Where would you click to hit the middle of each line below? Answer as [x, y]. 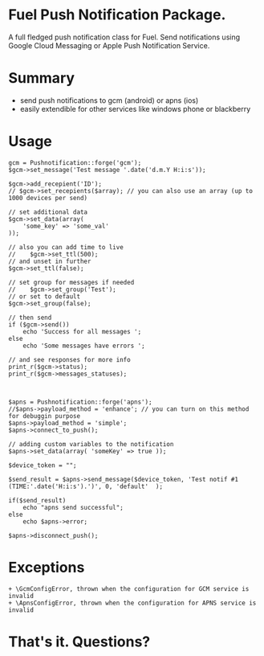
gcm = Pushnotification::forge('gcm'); [75, 162]
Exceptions [47, 568]
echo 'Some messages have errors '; [84, 346]
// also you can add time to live [66, 247]
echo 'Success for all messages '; [82, 331]
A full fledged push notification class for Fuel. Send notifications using [124, 37]
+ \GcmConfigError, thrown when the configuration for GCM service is [129, 588]
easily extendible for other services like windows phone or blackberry [135, 109]
